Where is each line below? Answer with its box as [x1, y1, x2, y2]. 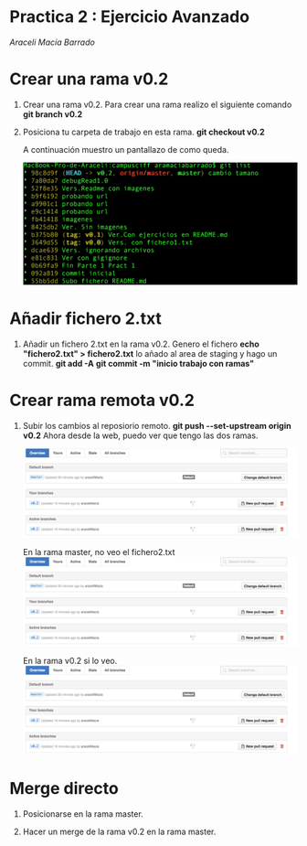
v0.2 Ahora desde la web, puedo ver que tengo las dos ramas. [22, 430, 259, 441]
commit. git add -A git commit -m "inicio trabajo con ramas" [22, 358, 255, 369]
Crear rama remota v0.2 [9, 391, 195, 411]
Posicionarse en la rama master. [22, 809, 143, 819]
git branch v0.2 [22, 108, 83, 120]
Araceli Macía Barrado [9, 37, 96, 48]
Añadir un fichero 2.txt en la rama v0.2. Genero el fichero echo [22, 338, 260, 349]
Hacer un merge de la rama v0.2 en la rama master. [22, 826, 217, 838]
